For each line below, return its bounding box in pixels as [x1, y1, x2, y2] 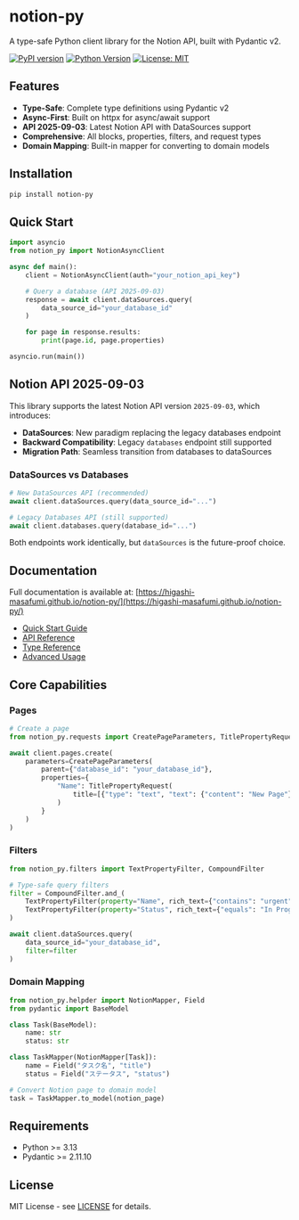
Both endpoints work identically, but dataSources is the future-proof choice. [9, 537, 287, 548]
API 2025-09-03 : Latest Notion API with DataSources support [21, 121, 252, 132]
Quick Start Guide [21, 623, 88, 634]
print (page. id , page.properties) [41, 336, 166, 345]
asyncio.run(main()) [9, 352, 86, 361]
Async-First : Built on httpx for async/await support [21, 111, 211, 122]
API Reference [21, 633, 76, 643]
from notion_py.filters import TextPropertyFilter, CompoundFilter [9, 864, 265, 873]
